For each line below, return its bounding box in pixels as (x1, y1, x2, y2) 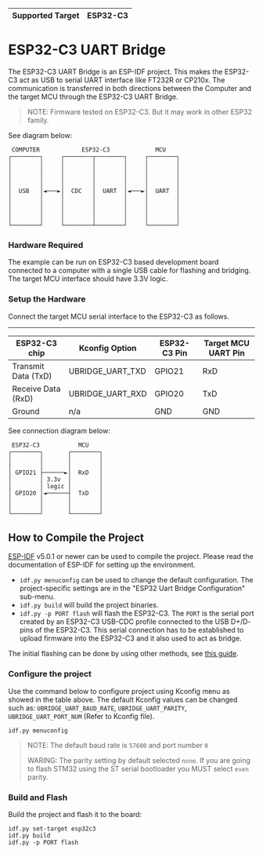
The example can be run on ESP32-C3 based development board (8, 257, 219, 267)
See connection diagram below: (8, 425, 111, 435)
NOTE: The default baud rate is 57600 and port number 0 (27, 740, 209, 750)
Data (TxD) (12, 370, 52, 381)
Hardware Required (8, 239, 84, 250)
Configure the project (8, 669, 92, 680)
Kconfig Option (78, 342, 137, 353)
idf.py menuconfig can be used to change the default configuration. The (19, 575, 254, 585)
